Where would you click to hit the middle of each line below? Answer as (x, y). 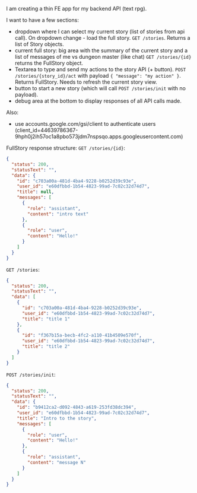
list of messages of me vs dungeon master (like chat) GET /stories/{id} (103, 57)
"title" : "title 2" (46, 346)
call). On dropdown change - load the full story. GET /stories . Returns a (103, 38)
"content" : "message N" (57, 462)
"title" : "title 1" (46, 319)
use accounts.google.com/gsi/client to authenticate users (85, 124)
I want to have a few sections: (42, 20)
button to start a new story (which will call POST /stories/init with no (100, 88)
